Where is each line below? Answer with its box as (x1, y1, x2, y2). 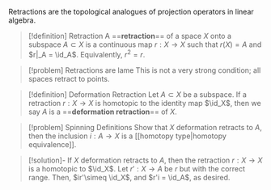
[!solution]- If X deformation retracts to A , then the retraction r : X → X (28, 155, 263, 165)
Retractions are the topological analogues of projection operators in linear (8, 7, 255, 16)
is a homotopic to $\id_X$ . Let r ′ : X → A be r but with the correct (28, 163, 245, 173)
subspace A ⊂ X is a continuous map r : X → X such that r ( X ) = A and (28, 40, 262, 49)
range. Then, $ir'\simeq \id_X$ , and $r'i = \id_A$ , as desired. (28, 172, 231, 182)
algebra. (8, 15, 36, 25)
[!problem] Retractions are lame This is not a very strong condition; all (28, 65, 261, 75)
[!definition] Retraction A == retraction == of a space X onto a (28, 32, 232, 40)
